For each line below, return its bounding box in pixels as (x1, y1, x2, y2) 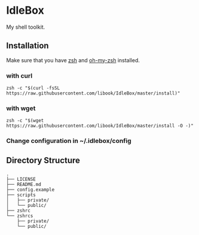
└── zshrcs (6, 213, 33, 219)
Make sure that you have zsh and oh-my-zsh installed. (6, 56, 140, 63)
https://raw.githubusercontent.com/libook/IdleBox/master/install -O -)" (6, 123, 194, 129)
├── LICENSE (6, 176, 36, 182)
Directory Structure (6, 155, 81, 165)
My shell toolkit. (6, 23, 45, 30)
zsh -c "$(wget (6, 118, 44, 124)
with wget (6, 104, 36, 112)
